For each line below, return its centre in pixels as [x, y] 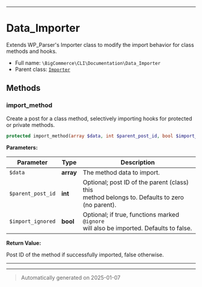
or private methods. [31, 125]
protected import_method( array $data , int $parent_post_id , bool [90, 136]
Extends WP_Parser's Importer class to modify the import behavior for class [100, 45]
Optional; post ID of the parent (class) [136, 182]
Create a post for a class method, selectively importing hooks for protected [99, 119]
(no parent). [99, 205]
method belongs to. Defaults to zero [133, 197]
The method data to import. [121, 172]
